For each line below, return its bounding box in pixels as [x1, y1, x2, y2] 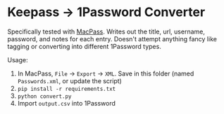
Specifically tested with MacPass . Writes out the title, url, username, [7, 27, 206, 36]
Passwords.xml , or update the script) [17, 76, 122, 85]
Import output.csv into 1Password [17, 99, 116, 107]
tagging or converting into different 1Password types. [7, 42, 162, 50]
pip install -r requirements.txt [17, 85, 116, 92]
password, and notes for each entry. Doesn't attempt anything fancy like [7, 34, 217, 43]
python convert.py [17, 92, 72, 100]
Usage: [7, 55, 28, 64]
